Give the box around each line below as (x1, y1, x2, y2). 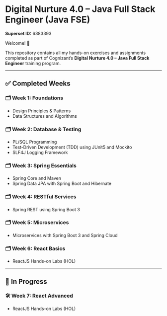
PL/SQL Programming (12, 139, 57, 145)
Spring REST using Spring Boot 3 (12, 206, 81, 212)
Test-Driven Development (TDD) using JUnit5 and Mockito (12, 144, 132, 150)
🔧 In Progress (5, 277, 47, 286)
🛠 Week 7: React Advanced (5, 292, 74, 299)
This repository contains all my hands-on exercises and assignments (5, 50, 146, 56)
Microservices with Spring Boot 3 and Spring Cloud (12, 232, 118, 238)
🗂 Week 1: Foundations (5, 94, 64, 101)
